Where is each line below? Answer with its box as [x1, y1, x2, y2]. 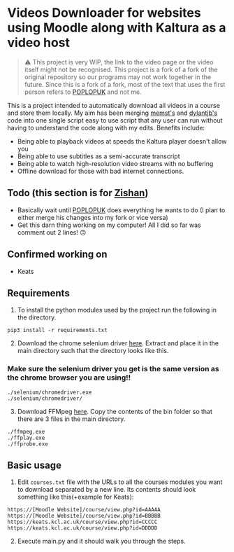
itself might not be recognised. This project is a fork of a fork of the [24, 65, 218, 74]
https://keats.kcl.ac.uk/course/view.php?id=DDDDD [7, 525, 158, 532]
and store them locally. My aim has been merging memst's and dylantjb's [7, 109, 218, 117]
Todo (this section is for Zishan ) [7, 187, 149, 199]
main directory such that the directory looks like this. [17, 347, 169, 355]
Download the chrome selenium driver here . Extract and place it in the [17, 339, 219, 347]
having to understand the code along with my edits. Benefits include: [7, 123, 205, 132]
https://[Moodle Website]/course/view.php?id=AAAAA [7, 506, 161, 513]
